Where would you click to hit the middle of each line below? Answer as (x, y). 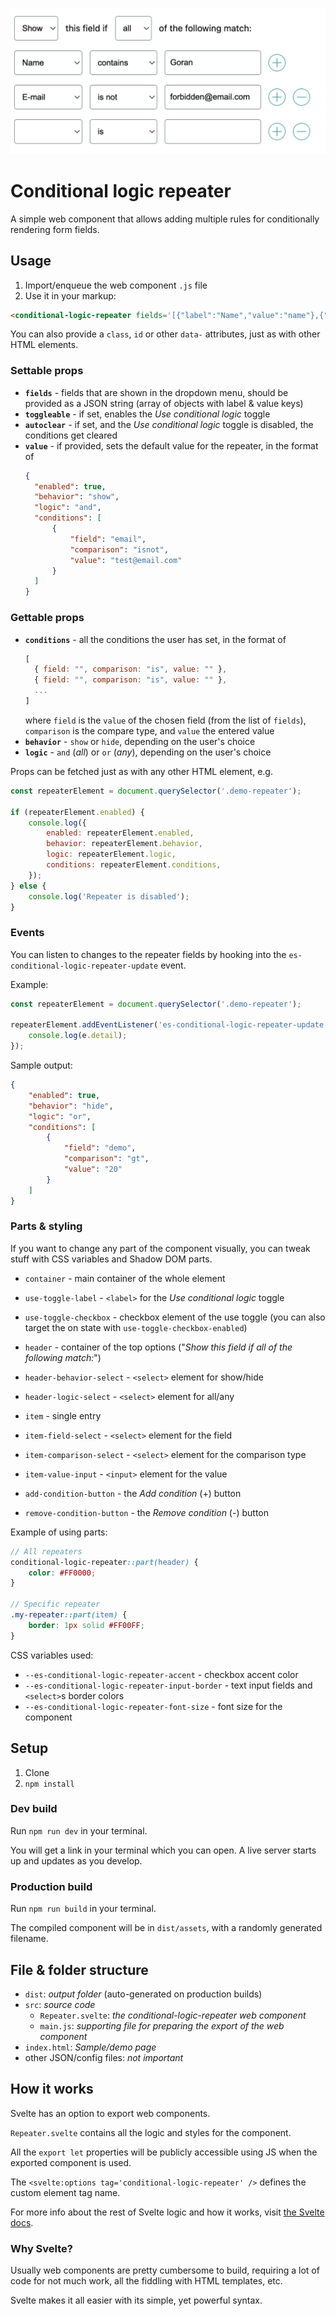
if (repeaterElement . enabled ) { (77, 812)
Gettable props (47, 618)
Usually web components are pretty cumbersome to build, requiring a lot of (165, 2270)
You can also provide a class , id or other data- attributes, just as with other (165, 334)
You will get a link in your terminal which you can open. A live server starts (163, 1850)
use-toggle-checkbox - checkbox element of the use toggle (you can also (175, 1317)
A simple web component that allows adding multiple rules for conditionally (165, 219)
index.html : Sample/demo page (90, 2047)
